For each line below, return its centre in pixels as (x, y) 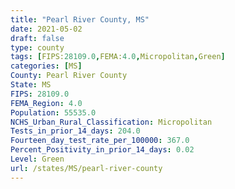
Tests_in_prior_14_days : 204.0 (75, 131)
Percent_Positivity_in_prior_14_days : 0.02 (102, 150)
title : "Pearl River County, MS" (80, 19)
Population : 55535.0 (53, 112)
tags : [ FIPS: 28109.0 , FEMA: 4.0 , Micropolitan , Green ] (118, 57)
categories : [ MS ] (46, 66)
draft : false (37, 38)
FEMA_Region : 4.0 (46, 103)
